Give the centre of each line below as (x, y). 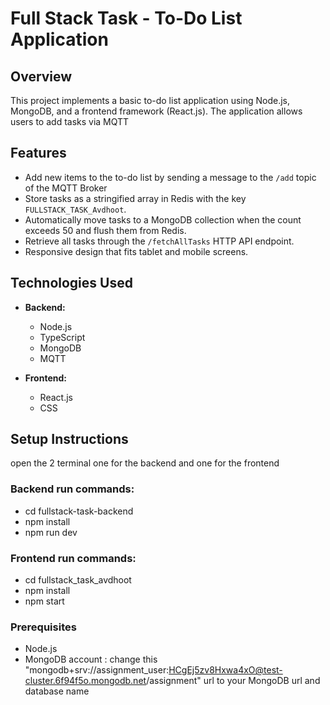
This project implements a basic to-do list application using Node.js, (150, 100)
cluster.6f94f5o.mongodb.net (85, 681)
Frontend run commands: (73, 558)
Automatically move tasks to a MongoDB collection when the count (163, 219)
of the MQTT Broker (66, 188)
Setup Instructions (69, 439)
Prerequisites (43, 627)
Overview (41, 76)
